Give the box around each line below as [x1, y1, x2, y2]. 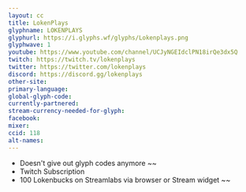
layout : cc [8, 11, 44, 20]
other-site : [8, 77, 47, 85]
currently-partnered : [8, 100, 80, 107]
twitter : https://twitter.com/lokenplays [8, 63, 147, 71]
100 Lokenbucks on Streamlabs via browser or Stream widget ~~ [19, 175, 231, 184]
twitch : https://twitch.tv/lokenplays [8, 56, 136, 64]
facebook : [8, 115, 41, 122]
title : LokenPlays [8, 19, 69, 27]
